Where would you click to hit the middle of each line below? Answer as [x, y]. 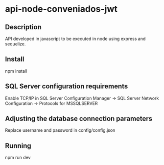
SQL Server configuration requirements [67, 86]
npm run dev [18, 158]
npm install [16, 71]
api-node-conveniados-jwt [61, 9]
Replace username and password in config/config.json [60, 130]
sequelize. [15, 44]
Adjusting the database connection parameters [79, 119]
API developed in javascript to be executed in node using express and [75, 39]
